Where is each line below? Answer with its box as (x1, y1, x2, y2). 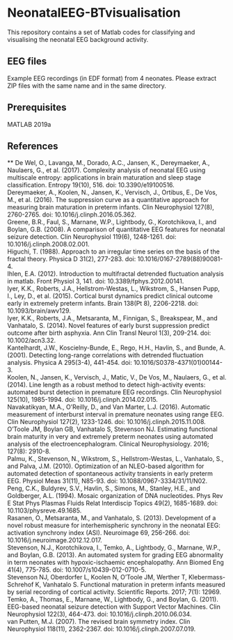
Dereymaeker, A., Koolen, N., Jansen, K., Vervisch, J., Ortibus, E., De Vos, (7, 188, 218, 196)
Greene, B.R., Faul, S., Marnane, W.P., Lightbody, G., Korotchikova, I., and (7, 218, 217, 226)
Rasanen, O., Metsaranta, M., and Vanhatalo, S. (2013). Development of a (7, 514, 216, 522)
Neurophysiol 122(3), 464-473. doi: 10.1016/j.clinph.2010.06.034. (7, 610, 192, 618)
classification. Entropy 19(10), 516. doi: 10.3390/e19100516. (7, 181, 175, 189)
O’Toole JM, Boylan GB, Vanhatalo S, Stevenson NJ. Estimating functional (7, 425, 218, 433)
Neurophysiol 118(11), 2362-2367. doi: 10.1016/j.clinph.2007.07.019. (7, 625, 196, 633)
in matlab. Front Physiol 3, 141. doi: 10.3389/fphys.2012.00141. (7, 277, 184, 286)
